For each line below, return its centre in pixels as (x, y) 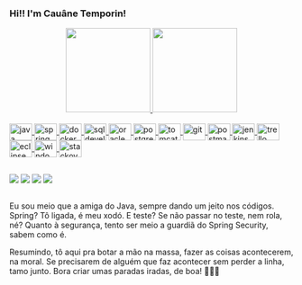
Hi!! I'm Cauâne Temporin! (68, 13)
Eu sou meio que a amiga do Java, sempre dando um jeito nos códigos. (142, 206)
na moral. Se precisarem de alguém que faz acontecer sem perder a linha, (147, 262)
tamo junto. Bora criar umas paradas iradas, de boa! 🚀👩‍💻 (115, 272)
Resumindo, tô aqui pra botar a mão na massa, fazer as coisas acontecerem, (151, 252)
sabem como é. (38, 235)
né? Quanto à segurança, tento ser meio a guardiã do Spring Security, (139, 225)
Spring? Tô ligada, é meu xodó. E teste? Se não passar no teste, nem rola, (146, 216)
